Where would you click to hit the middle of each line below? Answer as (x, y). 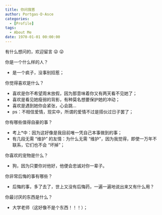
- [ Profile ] (22, 23)
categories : (17, 19)
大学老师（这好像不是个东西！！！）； (50, 207)
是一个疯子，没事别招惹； (38, 72)
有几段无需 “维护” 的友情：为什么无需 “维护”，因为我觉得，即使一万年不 (84, 138)
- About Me (21, 32)
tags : (11, 28)
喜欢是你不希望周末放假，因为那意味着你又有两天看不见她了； (75, 93)
